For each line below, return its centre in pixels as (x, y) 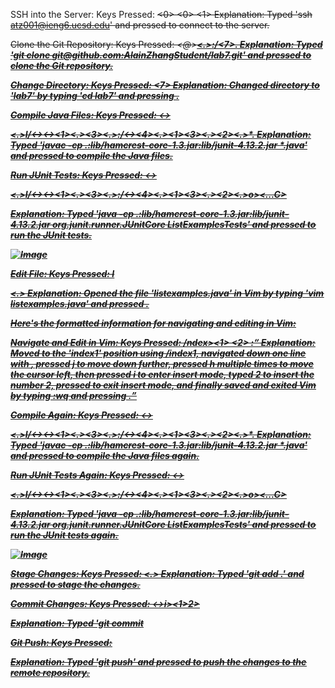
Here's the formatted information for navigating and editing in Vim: (153, 323)
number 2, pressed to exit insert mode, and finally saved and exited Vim (163, 385)
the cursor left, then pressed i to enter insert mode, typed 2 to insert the (162, 374)
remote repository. (50, 672)
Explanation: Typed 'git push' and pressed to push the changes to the (158, 662)
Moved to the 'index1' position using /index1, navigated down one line (158, 353)
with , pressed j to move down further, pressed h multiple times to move (162, 363)
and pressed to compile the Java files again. (105, 455)
